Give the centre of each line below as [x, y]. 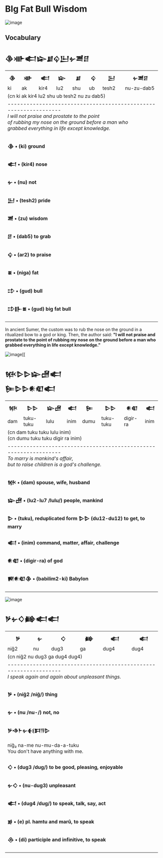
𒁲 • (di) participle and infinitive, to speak [57, 839]
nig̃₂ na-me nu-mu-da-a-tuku [43, 745]
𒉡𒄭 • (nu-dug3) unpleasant [42, 785]
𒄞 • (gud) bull [25, 291]
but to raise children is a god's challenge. [55, 465]
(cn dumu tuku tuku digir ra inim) [45, 439]
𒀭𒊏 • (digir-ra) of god [35, 561]
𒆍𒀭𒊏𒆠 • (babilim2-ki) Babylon [48, 579]
